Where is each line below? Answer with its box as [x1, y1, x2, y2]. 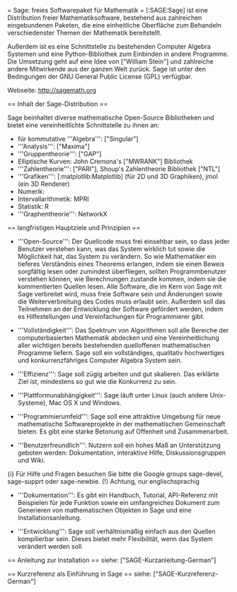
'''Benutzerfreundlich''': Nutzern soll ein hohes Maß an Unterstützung [17, 441, 221, 449]
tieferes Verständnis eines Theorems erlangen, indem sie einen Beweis [17, 260, 225, 268]
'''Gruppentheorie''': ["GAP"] [17, 150, 102, 158]
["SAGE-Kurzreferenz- [153, 569, 219, 578]
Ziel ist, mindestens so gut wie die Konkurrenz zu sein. [17, 378, 177, 385]
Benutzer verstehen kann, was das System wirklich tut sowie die [17, 245, 206, 253]
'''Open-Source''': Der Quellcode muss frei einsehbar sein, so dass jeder [17, 237, 230, 245]
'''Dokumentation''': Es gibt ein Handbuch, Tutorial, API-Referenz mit [17, 491, 218, 499]
